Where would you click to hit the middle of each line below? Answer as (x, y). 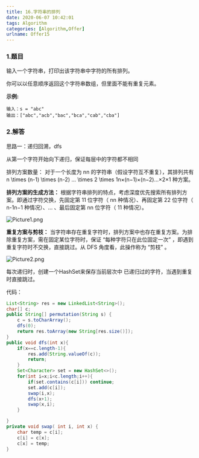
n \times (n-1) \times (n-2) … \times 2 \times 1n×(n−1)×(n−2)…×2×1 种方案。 (100, 179)
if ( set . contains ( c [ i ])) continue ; (71, 382)
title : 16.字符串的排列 (33, 12)
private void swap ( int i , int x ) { (52, 427)
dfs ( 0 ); (27, 326)
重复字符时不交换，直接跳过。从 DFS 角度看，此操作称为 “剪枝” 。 (88, 247)
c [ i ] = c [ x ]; (33, 438)
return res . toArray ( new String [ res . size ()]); (75, 332)
